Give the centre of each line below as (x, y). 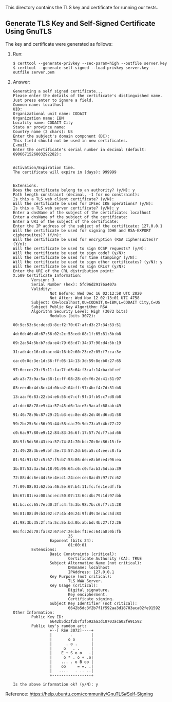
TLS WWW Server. (85, 581)
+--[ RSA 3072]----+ (72, 630)
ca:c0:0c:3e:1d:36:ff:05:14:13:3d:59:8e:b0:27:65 (67, 361)
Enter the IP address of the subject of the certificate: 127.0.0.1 (88, 226)
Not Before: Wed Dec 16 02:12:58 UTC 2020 (96, 293)
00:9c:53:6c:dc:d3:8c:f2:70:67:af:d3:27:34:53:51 (67, 325)
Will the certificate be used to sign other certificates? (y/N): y (88, 262)
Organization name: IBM (38, 118)
